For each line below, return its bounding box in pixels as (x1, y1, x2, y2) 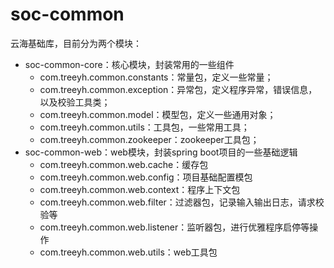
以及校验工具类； (39, 96, 111, 108)
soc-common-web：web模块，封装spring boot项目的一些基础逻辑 (24, 146, 298, 158)
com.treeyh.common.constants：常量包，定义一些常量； (39, 71, 274, 83)
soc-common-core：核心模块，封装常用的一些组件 (24, 58, 235, 70)
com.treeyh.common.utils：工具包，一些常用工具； (39, 121, 250, 133)
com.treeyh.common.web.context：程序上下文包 (39, 183, 241, 195)
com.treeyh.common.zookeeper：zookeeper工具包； (39, 133, 260, 145)
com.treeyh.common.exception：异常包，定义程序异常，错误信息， (39, 83, 318, 95)
